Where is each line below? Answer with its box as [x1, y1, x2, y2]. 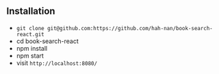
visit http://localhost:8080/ [16, 58, 97, 67]
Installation [6, 5, 55, 17]
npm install [16, 44, 48, 52]
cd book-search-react [16, 37, 79, 45]
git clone [16, 25, 45, 32]
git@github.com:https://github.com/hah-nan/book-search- [47, 25, 213, 32]
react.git [16, 31, 45, 38]
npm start [16, 51, 44, 60]
